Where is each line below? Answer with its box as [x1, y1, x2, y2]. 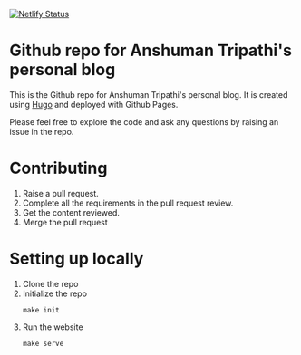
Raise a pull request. [22, 187, 100, 198]
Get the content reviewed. [22, 206, 121, 217]
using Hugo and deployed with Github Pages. [9, 99, 179, 110]
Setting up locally [9, 249, 144, 269]
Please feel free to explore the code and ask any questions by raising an [9, 116, 279, 127]
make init [22, 305, 61, 314]
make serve [22, 339, 64, 348]
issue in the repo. [9, 126, 74, 137]
